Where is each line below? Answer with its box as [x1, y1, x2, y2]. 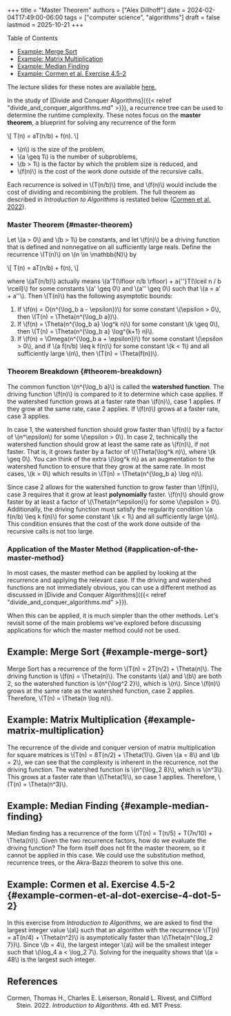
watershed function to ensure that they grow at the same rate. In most [7, 462, 206, 470]
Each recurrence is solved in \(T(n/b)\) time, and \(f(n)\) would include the [7, 181, 217, 189]
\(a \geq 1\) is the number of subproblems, [17, 152, 138, 161]
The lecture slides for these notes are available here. [7, 83, 157, 91]
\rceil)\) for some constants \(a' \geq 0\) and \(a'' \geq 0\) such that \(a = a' [7, 284, 221, 293]
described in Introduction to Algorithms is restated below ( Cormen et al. [7, 195, 211, 203]
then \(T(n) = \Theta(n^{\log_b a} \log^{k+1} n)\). [17, 327, 154, 336]
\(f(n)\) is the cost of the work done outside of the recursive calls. [17, 167, 203, 175]
